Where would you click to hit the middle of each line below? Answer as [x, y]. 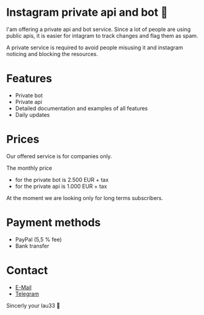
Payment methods [54, 223]
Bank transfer [32, 246]
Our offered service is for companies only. [59, 156]
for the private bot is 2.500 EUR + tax [62, 179]
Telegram [27, 294]
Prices [23, 140]
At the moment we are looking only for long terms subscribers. [85, 198]
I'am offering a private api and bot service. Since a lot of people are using [98, 29]
